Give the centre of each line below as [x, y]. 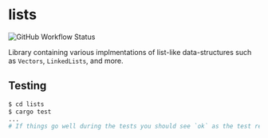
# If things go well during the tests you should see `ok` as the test [130, 126]
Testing [28, 86]
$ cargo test [30, 112]
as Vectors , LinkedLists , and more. [66, 61]
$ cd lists [26, 104]
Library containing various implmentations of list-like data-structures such [130, 52]
